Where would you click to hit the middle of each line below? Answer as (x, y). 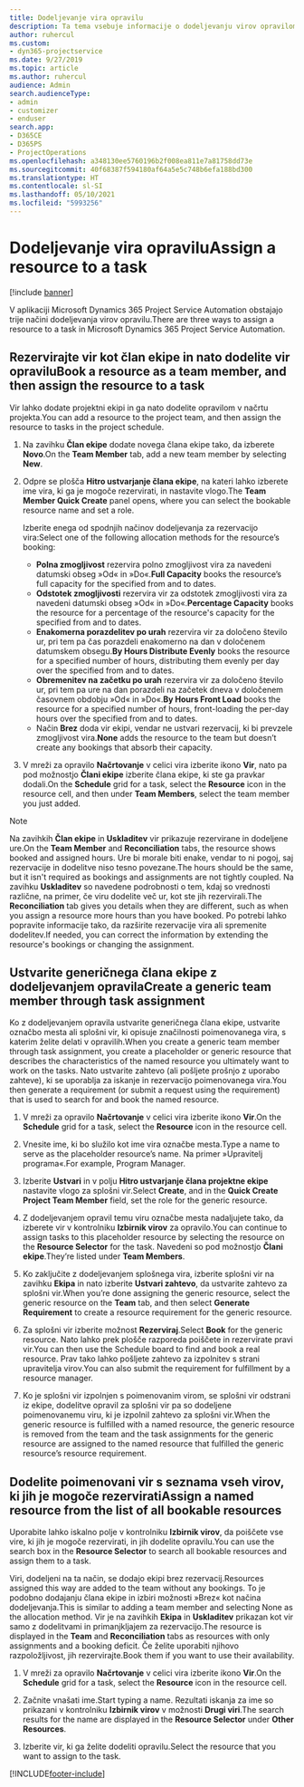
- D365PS (26, 144)
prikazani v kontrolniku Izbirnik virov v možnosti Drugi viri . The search (153, 1710)
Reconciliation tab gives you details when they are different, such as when (149, 906)
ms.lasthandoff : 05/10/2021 (62, 195)
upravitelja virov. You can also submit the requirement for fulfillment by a (157, 1369)
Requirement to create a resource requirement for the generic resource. (157, 1312)
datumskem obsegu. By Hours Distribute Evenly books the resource (163, 651)
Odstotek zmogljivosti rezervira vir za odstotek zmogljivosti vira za (161, 593)
